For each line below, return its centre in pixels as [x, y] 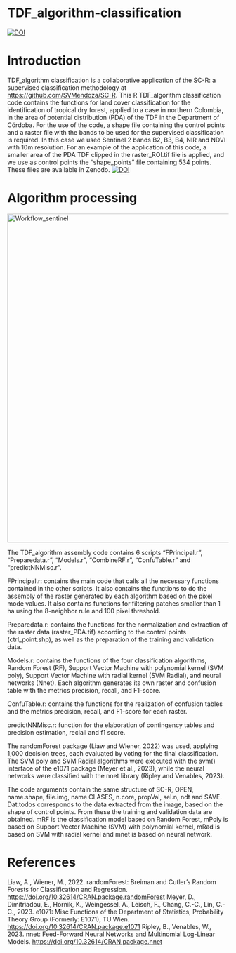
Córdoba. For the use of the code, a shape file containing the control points [116, 125]
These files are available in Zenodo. [59, 169]
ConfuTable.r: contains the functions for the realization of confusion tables [115, 704]
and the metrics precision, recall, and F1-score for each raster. [97, 711]
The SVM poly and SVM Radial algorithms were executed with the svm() [111, 761]
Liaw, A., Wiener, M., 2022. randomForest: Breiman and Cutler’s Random [112, 881]
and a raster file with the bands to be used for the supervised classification [116, 132]
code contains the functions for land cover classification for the [99, 102]
